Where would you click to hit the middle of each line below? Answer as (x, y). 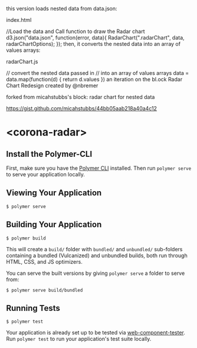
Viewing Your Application (54, 193)
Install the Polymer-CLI (49, 154)
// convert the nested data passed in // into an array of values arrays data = (98, 73)
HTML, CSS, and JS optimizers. (44, 261)
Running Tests (33, 308)
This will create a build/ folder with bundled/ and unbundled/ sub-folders (94, 249)
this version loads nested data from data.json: (62, 9)
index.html (19, 20)
